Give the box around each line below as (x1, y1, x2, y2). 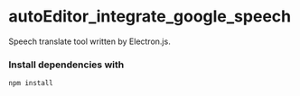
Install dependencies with (8, 58, 125, 71)
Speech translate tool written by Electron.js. (8, 36, 171, 47)
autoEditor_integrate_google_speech (8, 6, 291, 27)
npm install (8, 79, 53, 88)
